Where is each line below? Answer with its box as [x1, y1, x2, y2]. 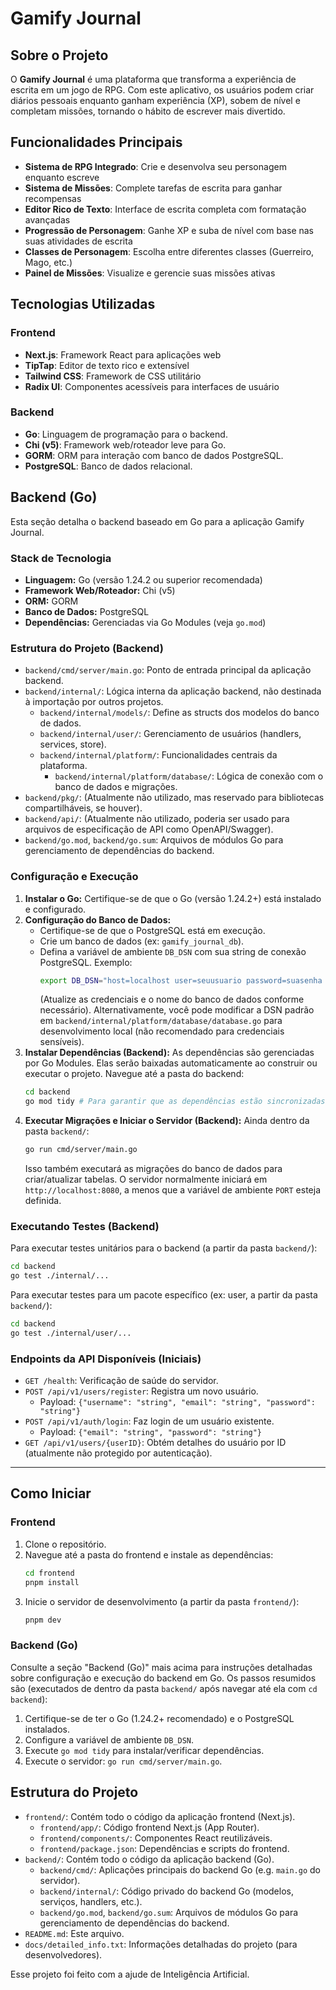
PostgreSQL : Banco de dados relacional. [24, 460, 193, 472]
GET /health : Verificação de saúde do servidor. [24, 1375, 219, 1387]
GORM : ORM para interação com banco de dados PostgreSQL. [24, 449, 284, 461]
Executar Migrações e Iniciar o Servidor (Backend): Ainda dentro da [24, 1115, 310, 1127]
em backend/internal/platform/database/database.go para [39, 1015, 283, 1027]
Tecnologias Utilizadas [10, 296, 156, 313]
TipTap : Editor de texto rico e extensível [24, 359, 190, 371]
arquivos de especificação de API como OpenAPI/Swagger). [24, 823, 274, 836]
